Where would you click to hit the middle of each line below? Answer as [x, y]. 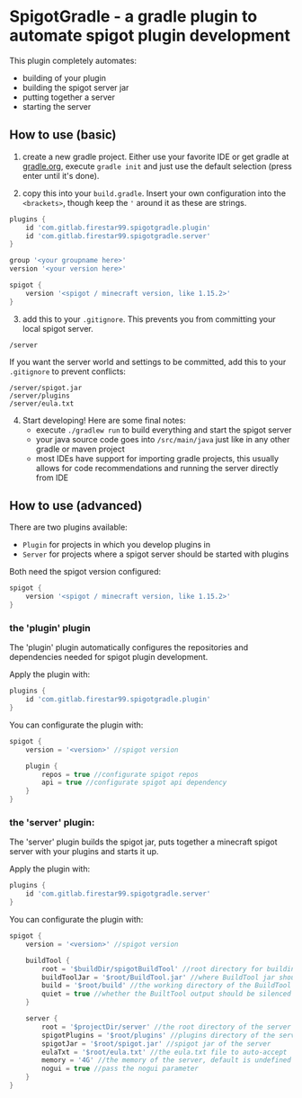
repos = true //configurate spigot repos [120, 774]
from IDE [52, 478]
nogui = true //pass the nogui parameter [120, 1069]
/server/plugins [40, 396]
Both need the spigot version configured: [85, 572]
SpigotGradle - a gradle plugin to [133, 17]
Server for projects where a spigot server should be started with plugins [155, 554]
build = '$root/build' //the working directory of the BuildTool [167, 986]
